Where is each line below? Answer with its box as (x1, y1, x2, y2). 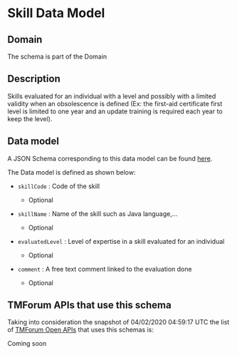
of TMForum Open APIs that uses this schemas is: (7, 326, 154, 334)
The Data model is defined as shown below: (7, 168, 136, 176)
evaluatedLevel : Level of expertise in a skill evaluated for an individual (17, 237, 225, 245)
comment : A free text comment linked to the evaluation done (17, 264, 192, 273)
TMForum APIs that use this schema (7, 299, 172, 312)
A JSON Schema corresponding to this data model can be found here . (7, 154, 213, 163)
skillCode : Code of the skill (17, 182, 100, 190)
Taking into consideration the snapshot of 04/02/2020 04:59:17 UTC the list (7, 318, 230, 326)
